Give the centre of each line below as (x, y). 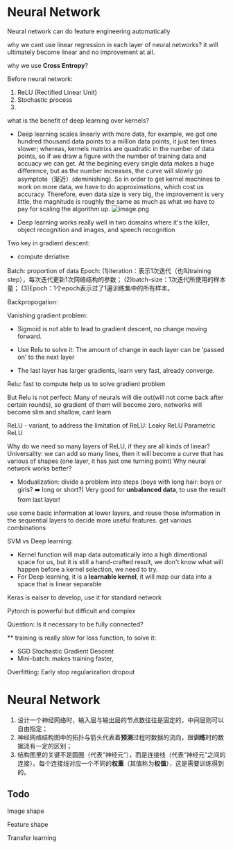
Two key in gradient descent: (49, 243)
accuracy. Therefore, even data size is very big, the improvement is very (120, 194)
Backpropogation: (33, 301)
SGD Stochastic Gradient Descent (66, 651)
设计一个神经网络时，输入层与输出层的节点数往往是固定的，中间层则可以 (120, 720)
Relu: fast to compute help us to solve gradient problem (86, 384)
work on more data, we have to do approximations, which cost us (111, 186)
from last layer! (38, 499)
